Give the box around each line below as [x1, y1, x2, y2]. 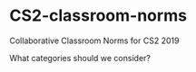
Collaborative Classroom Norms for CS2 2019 [9, 35, 180, 46]
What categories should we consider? [9, 52, 152, 63]
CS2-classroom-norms [9, 5, 188, 26]
